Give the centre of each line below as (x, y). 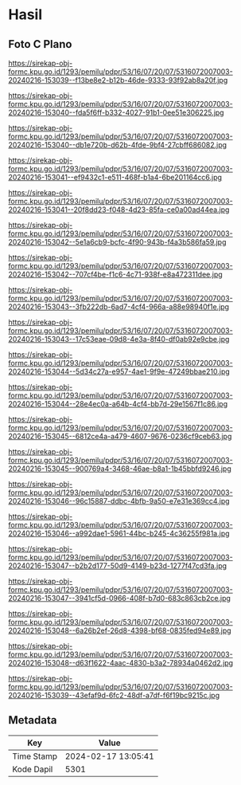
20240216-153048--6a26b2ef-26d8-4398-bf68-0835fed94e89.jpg (120, 630)
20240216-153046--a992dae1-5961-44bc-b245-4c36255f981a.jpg (119, 533)
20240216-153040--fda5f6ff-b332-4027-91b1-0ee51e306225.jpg (116, 112)
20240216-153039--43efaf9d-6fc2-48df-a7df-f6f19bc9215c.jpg (114, 695)
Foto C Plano (40, 44)
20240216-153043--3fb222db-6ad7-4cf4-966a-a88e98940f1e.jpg (119, 307)
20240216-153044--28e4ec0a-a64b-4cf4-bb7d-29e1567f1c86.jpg (118, 404)
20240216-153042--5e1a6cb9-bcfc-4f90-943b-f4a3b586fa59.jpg (117, 242)
